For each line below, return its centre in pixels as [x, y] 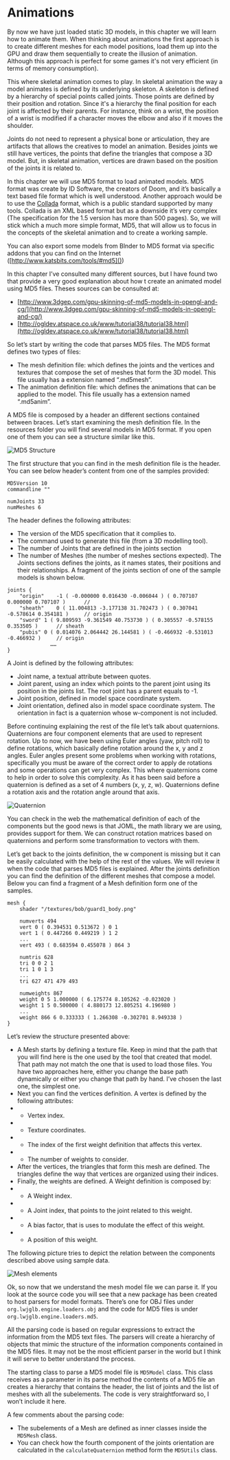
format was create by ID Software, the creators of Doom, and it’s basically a [114, 189]
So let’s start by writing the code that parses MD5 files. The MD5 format [109, 344]
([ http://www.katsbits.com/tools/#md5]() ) [66, 260]
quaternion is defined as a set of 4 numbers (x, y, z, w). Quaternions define [113, 784]
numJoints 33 [26, 501]
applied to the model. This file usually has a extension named [103, 394]
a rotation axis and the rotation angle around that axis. [83, 792]
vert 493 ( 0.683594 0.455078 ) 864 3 [75, 945]
